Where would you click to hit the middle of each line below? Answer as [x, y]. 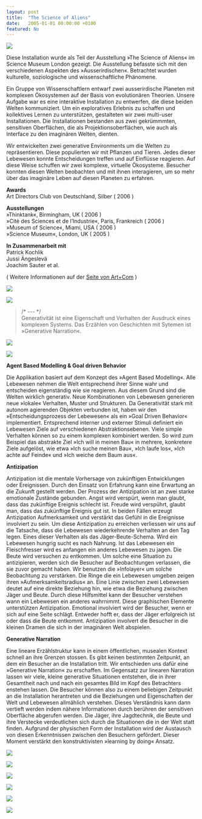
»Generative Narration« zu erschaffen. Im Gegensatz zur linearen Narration [100, 671]
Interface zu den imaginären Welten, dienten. [62, 134]
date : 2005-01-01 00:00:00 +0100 [51, 23]
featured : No [23, 29]
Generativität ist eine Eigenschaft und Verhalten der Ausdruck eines [106, 318]
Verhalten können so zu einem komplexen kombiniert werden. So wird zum [100, 436]
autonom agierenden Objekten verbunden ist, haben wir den [82, 410]
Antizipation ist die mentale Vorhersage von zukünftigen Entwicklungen [96, 479]
